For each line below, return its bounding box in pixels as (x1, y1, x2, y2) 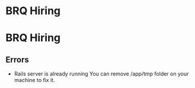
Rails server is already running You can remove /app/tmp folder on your (14, 70, 189, 77)
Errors (5, 54, 29, 64)
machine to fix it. (14, 77, 55, 84)
